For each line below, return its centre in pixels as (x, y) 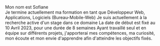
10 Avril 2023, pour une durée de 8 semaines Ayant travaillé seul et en (76, 28)
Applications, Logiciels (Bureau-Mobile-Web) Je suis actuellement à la (76, 17)
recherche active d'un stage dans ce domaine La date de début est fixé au (80, 23)
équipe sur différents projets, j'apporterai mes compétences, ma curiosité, (80, 33)
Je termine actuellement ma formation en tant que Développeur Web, (75, 12)
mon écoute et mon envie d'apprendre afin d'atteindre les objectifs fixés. (79, 38)
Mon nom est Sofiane (27, 7)
